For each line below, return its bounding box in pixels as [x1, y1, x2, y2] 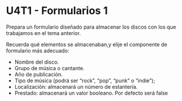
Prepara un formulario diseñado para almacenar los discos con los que [6, 23, 176, 30]
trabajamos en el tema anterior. [6, 29, 81, 36]
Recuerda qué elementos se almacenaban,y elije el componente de [6, 41, 167, 48]
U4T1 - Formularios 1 [6, 4, 108, 18]
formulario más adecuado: [6, 47, 69, 54]
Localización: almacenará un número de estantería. [14, 83, 138, 90]
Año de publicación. [14, 71, 63, 78]
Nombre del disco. [14, 58, 60, 65]
